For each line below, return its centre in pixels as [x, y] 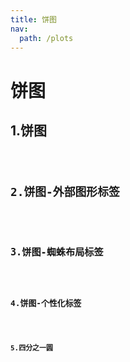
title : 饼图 [33, 19]
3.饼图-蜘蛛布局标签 [57, 252]
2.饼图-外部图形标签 [65, 192]
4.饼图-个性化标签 [46, 303]
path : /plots [46, 38]
